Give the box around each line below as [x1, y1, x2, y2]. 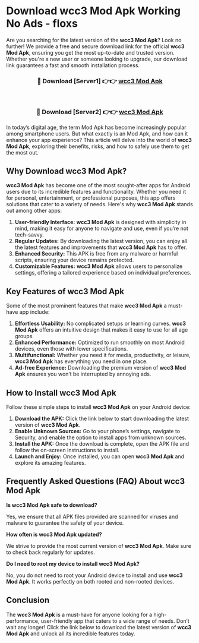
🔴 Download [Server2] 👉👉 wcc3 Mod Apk [36, 108, 163, 116]
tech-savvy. [14, 231, 45, 238]
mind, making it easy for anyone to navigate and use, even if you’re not [14, 225, 189, 232]
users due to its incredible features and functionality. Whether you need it [6, 188, 186, 196]
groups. [14, 333, 34, 340]
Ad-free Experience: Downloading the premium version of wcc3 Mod [14, 364, 187, 371]
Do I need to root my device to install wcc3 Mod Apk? [6, 560, 140, 567]
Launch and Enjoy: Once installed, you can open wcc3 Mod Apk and [14, 453, 185, 460]
